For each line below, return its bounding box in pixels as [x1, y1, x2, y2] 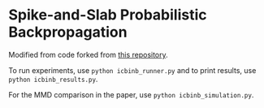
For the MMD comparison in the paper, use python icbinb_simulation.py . [8, 89, 254, 99]
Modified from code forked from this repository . [8, 50, 168, 59]
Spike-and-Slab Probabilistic [8, 6, 207, 24]
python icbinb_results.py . [8, 74, 98, 84]
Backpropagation [8, 23, 128, 41]
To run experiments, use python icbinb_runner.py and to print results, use [8, 65, 257, 75]
